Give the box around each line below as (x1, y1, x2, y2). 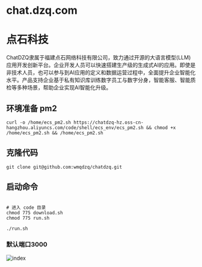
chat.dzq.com (6, 4, 78, 17)
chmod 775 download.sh (6, 209, 63, 216)
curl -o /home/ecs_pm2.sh (6, 119, 71, 125)
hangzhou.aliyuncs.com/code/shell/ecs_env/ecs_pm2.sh (6, 124, 144, 131)
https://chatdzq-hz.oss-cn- (73, 119, 144, 125)
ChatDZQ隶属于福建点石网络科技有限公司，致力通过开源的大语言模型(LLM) (6, 54, 191, 61)
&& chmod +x (146, 124, 176, 131)
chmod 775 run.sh (6, 215, 50, 221)
